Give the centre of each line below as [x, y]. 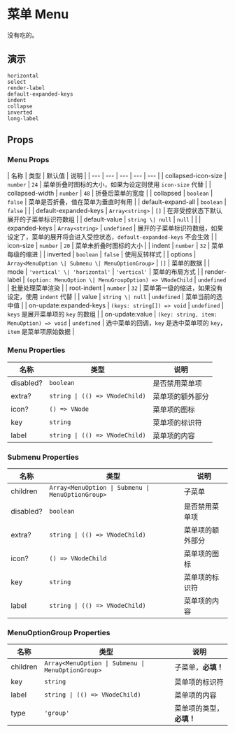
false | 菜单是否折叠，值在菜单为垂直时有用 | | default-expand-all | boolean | [117, 202]
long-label [23, 118]
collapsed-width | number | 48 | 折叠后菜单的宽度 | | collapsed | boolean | [110, 194]
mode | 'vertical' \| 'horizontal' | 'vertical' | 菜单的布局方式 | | [105, 272]
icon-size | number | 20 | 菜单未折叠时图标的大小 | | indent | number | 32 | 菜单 [116, 246]
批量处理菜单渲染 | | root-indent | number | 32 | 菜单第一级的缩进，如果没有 [117, 288]
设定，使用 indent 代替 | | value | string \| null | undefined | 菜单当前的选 [115, 297]
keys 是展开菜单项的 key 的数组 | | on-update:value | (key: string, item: [113, 314]
